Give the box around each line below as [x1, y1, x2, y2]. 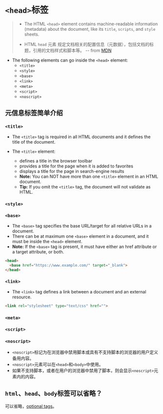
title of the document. [12, 139, 56, 145]
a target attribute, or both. [12, 248, 64, 254]
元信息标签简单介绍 [5, 109, 63, 117]
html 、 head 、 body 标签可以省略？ [5, 389, 102, 398]
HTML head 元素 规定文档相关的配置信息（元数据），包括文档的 [24, 41, 150, 47]
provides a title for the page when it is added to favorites [19, 163, 133, 169]
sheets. [24, 31, 40, 37]
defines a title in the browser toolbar [19, 158, 93, 164]
